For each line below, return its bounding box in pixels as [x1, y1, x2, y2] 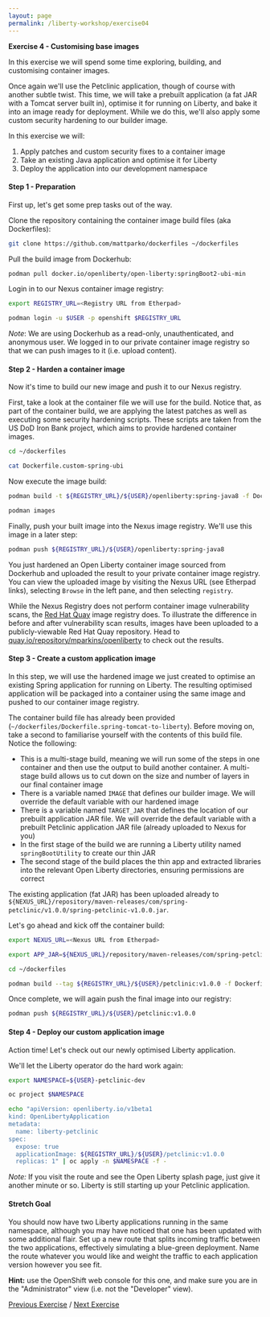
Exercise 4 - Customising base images [8, 41, 140, 51]
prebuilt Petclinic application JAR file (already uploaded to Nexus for [19, 822, 247, 832]
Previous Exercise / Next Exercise [8, 1299, 120, 1309]
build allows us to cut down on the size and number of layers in [40, 771, 250, 780]
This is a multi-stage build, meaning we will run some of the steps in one [19, 754, 260, 763]
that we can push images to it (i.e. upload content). [8, 346, 177, 356]
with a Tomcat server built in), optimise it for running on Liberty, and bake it [8, 98, 258, 108]
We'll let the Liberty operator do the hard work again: [8, 1060, 183, 1070]
